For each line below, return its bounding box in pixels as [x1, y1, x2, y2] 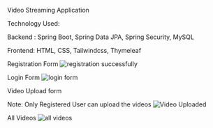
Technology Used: [7, 19, 60, 27]
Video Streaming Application [7, 6, 89, 14]
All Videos [7, 114, 36, 122]
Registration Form [7, 60, 59, 68]
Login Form [7, 73, 41, 81]
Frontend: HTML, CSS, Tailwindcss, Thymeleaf [7, 47, 142, 54]
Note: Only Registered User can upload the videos [7, 100, 152, 109]
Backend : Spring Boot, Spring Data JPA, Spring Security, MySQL [7, 33, 194, 41]
